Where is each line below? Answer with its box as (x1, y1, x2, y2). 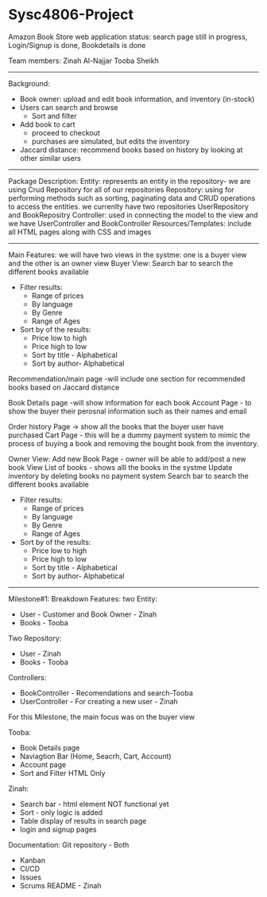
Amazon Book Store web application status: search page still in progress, (8, 32, 248, 41)
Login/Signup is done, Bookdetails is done (8, 40, 146, 49)
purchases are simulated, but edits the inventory (31, 136, 191, 146)
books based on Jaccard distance (8, 382, 120, 392)
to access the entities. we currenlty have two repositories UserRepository (8, 202, 249, 211)
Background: (8, 78, 50, 88)
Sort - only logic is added (19, 807, 103, 817)
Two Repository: (8, 633, 62, 643)
